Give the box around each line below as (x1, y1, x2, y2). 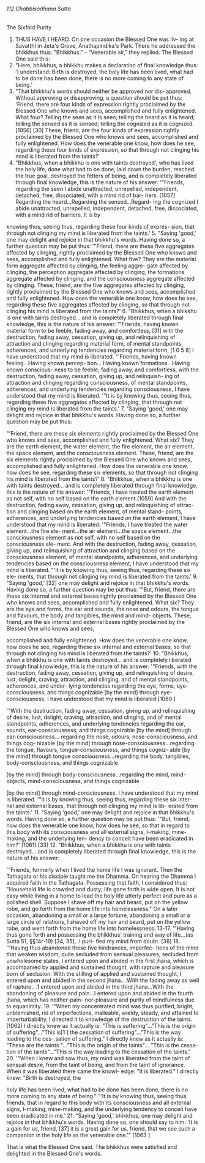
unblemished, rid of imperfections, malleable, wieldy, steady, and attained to (6, 1009, 199, 1017)
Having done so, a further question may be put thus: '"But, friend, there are (6, 586, 196, 593)
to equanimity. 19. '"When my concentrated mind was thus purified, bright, (6, 1003, 194, 1010)
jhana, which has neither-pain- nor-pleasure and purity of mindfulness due (6, 996, 195, 1003)
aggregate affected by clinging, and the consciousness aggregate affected (6, 275, 195, 283)
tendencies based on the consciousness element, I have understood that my (6, 560, 199, 567)
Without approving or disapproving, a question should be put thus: (15, 94, 183, 102)
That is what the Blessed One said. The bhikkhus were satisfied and (6, 1143, 177, 1151)
